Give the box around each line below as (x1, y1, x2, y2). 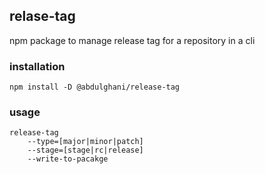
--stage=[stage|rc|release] (27, 145, 144, 156)
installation (9, 59, 66, 73)
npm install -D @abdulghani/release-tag (9, 82, 181, 93)
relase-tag (9, 8, 76, 25)
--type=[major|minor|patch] (27, 137, 144, 147)
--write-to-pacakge (27, 154, 109, 164)
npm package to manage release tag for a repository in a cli (9, 34, 256, 46)
